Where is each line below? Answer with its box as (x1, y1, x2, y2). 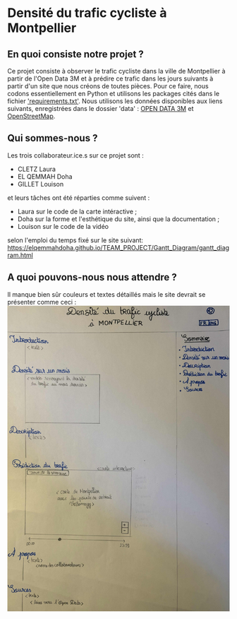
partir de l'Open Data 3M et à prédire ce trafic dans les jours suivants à (7, 74, 214, 83)
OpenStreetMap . (7, 112, 56, 120)
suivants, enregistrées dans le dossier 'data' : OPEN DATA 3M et (7, 105, 194, 112)
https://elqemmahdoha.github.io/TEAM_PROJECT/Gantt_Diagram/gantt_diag (7, 243, 230, 252)
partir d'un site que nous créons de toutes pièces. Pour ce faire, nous (7, 82, 209, 90)
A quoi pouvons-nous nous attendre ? (7, 271, 178, 283)
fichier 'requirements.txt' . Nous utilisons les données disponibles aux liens (7, 97, 223, 105)
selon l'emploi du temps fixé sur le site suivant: (7, 235, 143, 244)
